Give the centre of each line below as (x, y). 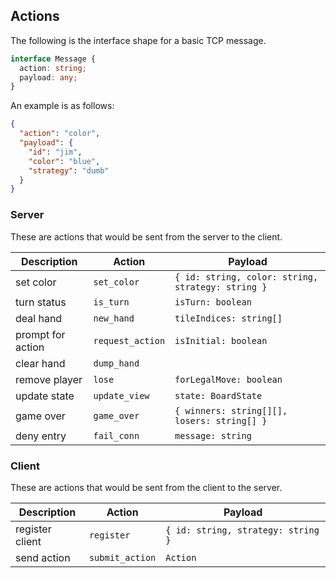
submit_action (122, 557)
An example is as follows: (62, 106)
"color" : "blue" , (64, 161)
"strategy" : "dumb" (69, 170)
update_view (121, 395)
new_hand (114, 318)
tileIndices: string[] (228, 318)
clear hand (40, 363)
